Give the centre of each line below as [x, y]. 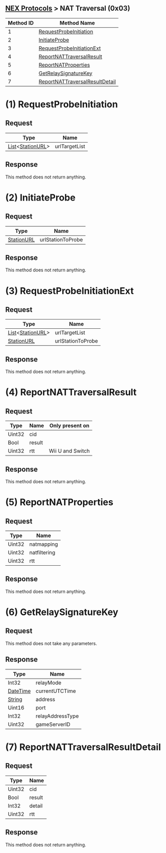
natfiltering [42, 552]
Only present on [69, 426]
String [15, 699]
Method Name [77, 23]
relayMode [49, 683]
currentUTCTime [56, 691]
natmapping [44, 544]
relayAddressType [57, 716]
